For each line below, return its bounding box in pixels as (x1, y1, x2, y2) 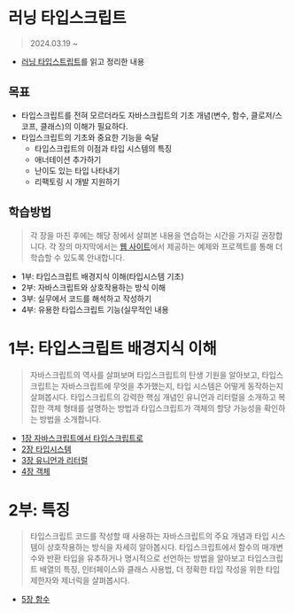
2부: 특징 (8, 500, 70, 520)
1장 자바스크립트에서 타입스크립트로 (20, 432, 143, 443)
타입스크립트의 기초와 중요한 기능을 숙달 (20, 132, 159, 143)
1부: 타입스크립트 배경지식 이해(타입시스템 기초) (20, 271, 185, 282)
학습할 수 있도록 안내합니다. (29, 252, 126, 262)
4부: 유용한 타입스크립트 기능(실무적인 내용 (20, 304, 169, 314)
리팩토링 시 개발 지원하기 (34, 176, 120, 187)
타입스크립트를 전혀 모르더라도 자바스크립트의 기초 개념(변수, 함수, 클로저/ (20, 110, 275, 120)
